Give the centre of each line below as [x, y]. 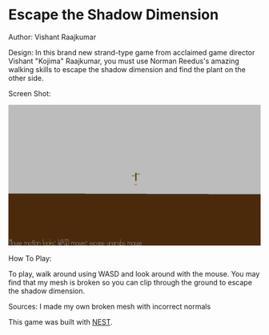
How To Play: [30, 259]
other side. [26, 78]
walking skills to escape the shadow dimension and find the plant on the [127, 69]
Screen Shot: [30, 93]
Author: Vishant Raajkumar [52, 37]
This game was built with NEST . [60, 322]
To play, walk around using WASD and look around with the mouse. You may [134, 274]
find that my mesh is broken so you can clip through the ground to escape [130, 283]
